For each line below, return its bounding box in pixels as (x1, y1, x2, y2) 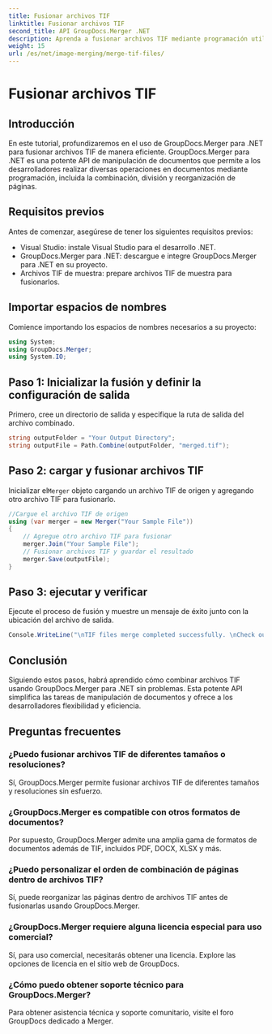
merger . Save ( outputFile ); (23, 555, 111, 563)
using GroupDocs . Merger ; (8, 345, 92, 353)
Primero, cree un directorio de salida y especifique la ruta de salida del (8, 409, 244, 419)
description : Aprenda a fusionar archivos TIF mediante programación (8, 34, 249, 43)
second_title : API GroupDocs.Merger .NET (8, 27, 151, 35)
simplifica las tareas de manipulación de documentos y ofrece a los (8, 692, 233, 703)
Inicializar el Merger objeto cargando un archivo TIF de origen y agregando (8, 485, 254, 495)
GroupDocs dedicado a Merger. (8, 1016, 113, 1026)
